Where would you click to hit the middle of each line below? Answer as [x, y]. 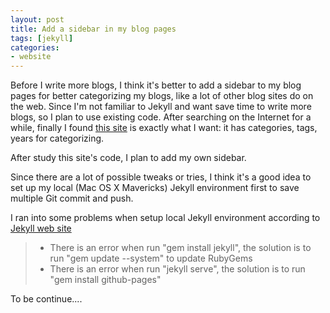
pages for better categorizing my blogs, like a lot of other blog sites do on [162, 96]
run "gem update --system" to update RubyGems [151, 258]
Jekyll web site [41, 228]
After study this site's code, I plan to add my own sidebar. [128, 158]
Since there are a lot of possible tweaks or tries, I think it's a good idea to [161, 177]
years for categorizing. [57, 138]
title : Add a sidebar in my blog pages [93, 29]
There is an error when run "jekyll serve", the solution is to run [177, 269]
